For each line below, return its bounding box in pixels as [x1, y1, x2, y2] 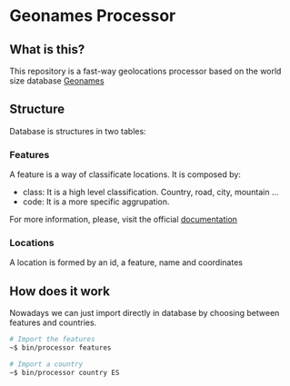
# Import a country [9, 360, 84, 369]
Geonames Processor [9, 5, 176, 26]
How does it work [9, 283, 111, 299]
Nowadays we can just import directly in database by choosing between [9, 308, 280, 319]
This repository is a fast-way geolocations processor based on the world [9, 65, 282, 76]
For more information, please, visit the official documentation [9, 214, 238, 225]
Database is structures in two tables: [9, 125, 147, 136]
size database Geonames [9, 75, 105, 86]
